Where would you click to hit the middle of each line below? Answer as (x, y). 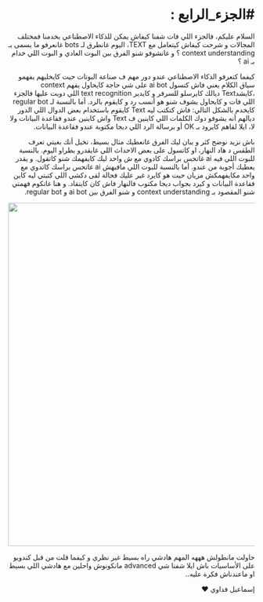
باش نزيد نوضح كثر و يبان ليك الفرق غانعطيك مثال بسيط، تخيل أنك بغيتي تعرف (142, 141)
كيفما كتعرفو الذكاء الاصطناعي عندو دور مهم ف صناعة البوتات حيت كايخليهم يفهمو (137, 76)
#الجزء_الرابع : (213, 15)
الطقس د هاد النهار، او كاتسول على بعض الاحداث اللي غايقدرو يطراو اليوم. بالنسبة (137, 150)
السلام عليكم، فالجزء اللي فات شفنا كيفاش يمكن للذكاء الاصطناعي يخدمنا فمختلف (136, 36)
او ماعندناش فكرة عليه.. (220, 574)
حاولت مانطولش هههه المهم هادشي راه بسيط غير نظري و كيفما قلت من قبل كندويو (134, 557)
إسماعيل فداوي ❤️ (228, 589)
